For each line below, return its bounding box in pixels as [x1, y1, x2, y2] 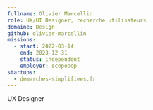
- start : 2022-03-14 [13, 43, 74, 50]
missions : [7, 36, 37, 43]
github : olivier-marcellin [7, 29, 87, 37]
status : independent [20, 56, 80, 63]
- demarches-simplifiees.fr [13, 75, 97, 83]
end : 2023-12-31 [20, 50, 68, 57]
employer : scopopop [20, 62, 78, 69]
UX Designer [7, 95, 44, 103]
